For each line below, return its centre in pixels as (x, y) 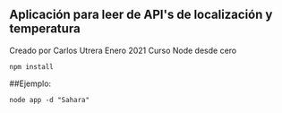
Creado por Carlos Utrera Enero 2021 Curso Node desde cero (123, 50)
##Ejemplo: (30, 83)
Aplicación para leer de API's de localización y (141, 15)
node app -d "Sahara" (50, 100)
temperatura (45, 29)
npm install (31, 66)
